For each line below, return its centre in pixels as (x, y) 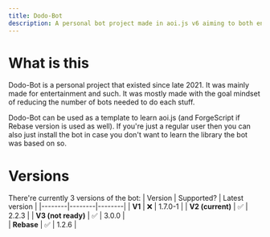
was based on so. (37, 143)
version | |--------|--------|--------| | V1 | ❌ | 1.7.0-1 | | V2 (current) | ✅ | (128, 206)
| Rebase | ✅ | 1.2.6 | (43, 225)
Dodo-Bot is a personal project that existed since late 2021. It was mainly (129, 85)
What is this (49, 63)
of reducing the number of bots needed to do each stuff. (102, 102)
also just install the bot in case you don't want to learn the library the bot (128, 135)
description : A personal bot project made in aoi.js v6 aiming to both (131, 23)
